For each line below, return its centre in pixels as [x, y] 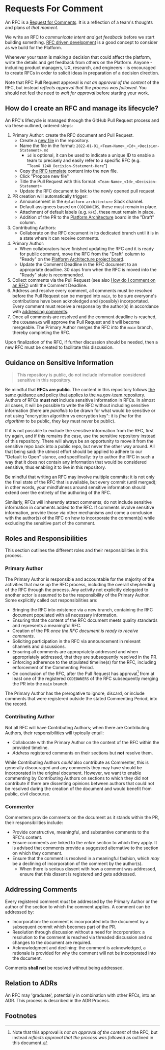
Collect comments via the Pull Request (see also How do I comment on [84, 280]
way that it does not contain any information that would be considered [76, 462]
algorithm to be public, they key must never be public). [60, 421]
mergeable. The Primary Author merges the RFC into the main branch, [82, 327]
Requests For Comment [54, 9]
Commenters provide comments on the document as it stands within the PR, [82, 817]
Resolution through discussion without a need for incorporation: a [78, 932]
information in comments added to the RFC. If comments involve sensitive [80, 507]
